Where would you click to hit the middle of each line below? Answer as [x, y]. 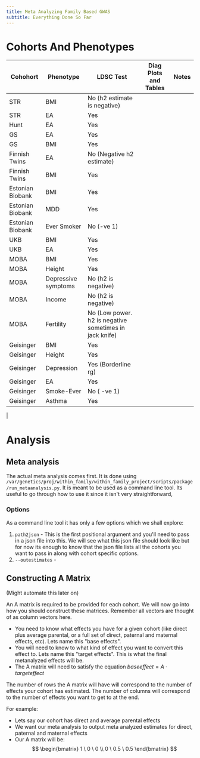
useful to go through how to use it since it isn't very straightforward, [89, 494]
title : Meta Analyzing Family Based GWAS [58, 12]
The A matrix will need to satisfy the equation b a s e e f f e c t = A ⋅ [91, 667]
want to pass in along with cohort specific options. [76, 553]
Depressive [61, 279]
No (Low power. [110, 313]
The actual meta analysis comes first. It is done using [71, 476]
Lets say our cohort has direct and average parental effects [87, 720]
